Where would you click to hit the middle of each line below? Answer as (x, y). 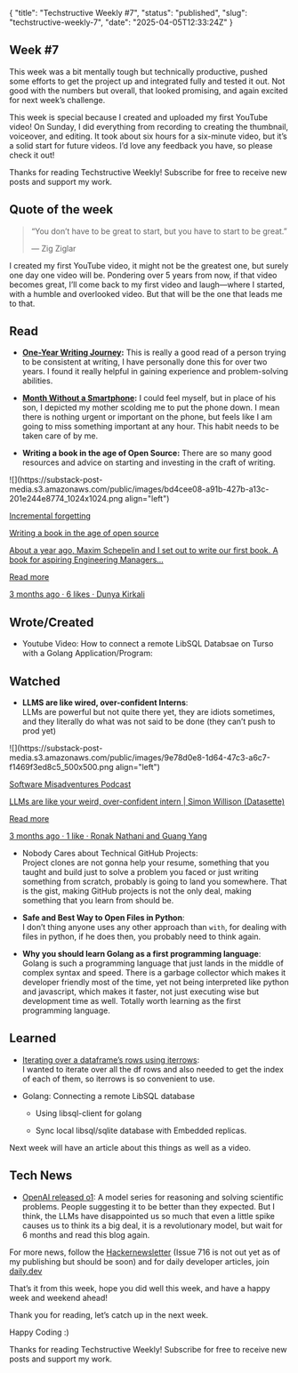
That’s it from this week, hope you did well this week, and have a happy (140, 1288)
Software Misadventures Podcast (70, 784)
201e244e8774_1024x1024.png (66, 499)
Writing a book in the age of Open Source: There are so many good (147, 454)
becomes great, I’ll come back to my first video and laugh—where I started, (147, 285)
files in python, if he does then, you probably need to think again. (141, 936)
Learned (33, 1038)
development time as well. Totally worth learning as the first (132, 1001)
